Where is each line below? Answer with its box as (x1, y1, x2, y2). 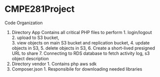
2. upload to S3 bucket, (11, 35, 60, 40)
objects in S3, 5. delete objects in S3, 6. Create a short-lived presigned (11, 45, 156, 51)
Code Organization (4, 20, 43, 26)
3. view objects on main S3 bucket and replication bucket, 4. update (11, 39, 150, 45)
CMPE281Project (4, 3, 75, 15)
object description (11, 55, 49, 61)
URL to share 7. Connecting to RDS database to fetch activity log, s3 (11, 50, 150, 56)
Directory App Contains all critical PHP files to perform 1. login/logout (11, 29, 152, 35)
